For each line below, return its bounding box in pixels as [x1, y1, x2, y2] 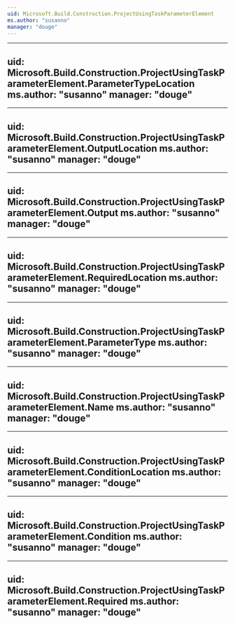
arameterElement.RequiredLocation [7, 272, 167, 284]
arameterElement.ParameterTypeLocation [7, 78, 195, 90]
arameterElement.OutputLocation [7, 142, 157, 154]
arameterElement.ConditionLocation [7, 466, 170, 478]
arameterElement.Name [7, 401, 114, 413]
